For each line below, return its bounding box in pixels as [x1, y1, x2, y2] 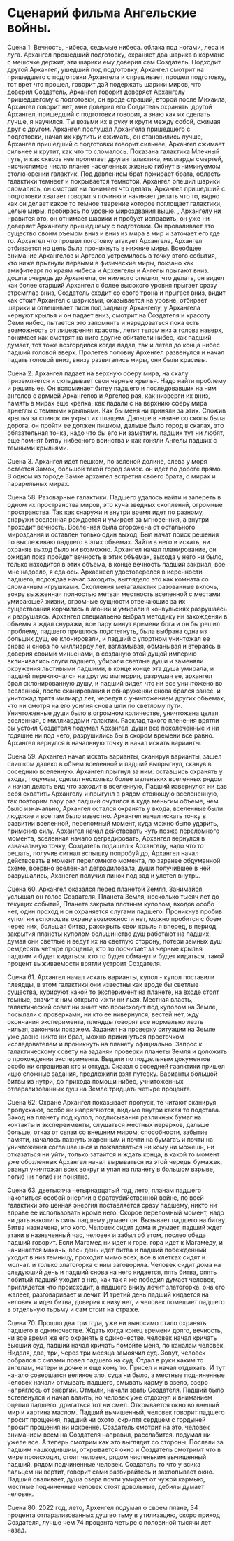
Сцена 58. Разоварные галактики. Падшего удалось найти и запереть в [7, 492, 221, 502]
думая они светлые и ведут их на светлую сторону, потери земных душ [7, 937, 222, 945]
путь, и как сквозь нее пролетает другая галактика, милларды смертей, [7, 154, 224, 163]
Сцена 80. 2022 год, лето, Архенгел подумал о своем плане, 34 [7, 1503, 198, 1512]
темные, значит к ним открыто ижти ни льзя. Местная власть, [7, 995, 193, 1003]
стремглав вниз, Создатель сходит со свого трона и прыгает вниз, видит [7, 289, 226, 297]
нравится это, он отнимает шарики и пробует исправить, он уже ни [7, 214, 210, 222]
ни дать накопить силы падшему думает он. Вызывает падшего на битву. [7, 1215, 227, 1224]
